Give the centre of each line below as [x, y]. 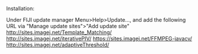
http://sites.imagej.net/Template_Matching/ [59, 32]
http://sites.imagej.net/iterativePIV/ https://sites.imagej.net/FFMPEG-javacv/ [99, 38]
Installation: [20, 9]
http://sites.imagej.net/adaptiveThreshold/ [58, 45]
